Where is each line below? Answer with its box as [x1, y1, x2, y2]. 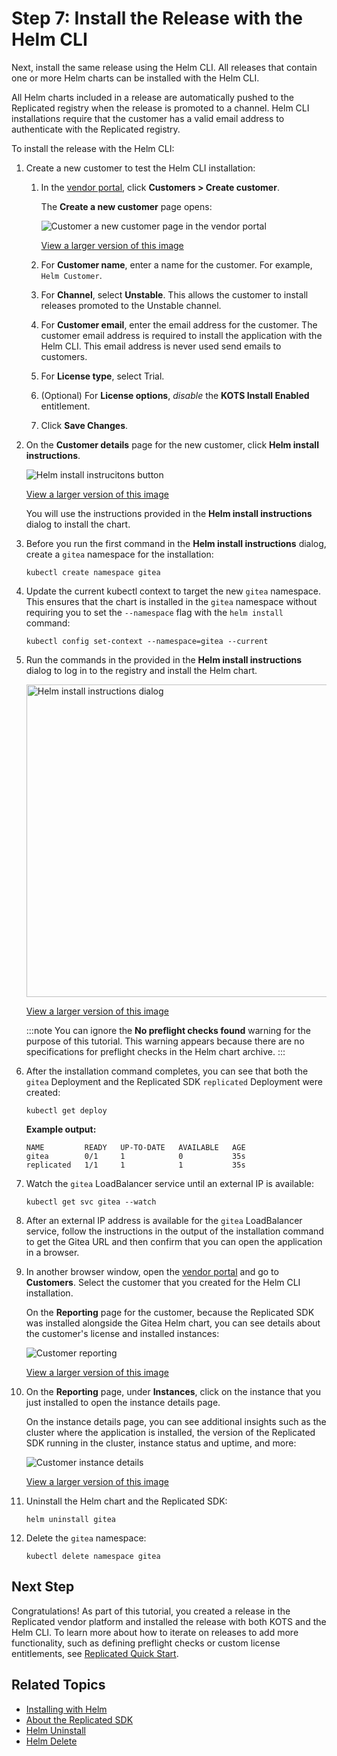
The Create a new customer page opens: [40, 200, 213, 212]
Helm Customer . [40, 269, 103, 281]
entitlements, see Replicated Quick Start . [11, 1647, 179, 1659]
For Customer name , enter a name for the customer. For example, [40, 258, 313, 271]
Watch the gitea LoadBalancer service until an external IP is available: [25, 1177, 314, 1189]
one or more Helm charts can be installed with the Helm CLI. [11, 72, 260, 84]
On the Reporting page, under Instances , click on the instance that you [25, 1385, 321, 1397]
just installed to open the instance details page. [25, 1396, 221, 1408]
